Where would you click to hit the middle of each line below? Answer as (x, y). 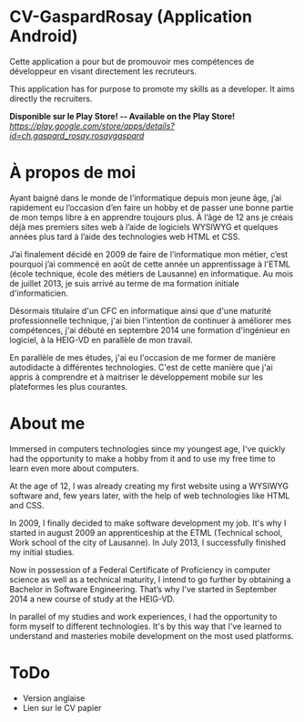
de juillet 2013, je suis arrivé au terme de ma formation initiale (124, 283)
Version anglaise (54, 698)
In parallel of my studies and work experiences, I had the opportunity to (143, 616)
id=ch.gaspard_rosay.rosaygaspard (77, 135)
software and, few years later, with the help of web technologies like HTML (150, 496)
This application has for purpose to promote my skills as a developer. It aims (152, 89)
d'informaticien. (39, 293)
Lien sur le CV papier (62, 707)
